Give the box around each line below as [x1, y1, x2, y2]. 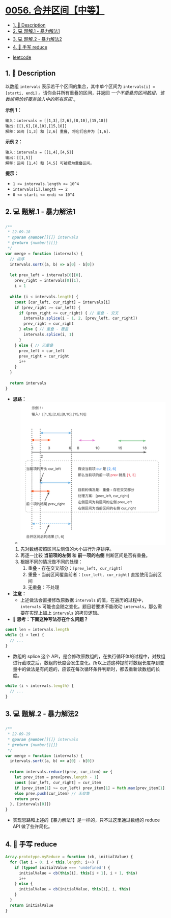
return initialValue [10, 903, 53, 908]
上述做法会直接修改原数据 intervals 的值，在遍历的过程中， [20, 597, 146, 603]
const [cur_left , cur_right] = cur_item [14, 780, 101, 785]
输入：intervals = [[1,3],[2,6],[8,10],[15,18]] [5, 118, 108, 123]
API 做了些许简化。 [12, 823, 53, 830]
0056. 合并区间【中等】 [5, 5, 105, 16]
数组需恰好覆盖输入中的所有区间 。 [5, 96, 78, 102]
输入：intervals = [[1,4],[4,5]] [5, 149, 74, 155]
